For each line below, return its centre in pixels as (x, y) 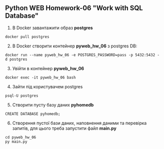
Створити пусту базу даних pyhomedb (53, 105)
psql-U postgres (22, 96)
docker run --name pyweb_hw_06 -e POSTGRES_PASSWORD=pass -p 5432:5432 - (82, 55)
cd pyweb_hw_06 (21, 137)
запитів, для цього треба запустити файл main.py (64, 128)
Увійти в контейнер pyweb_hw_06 (48, 68)
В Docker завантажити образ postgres (52, 28)
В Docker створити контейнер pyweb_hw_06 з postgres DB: (75, 46)
